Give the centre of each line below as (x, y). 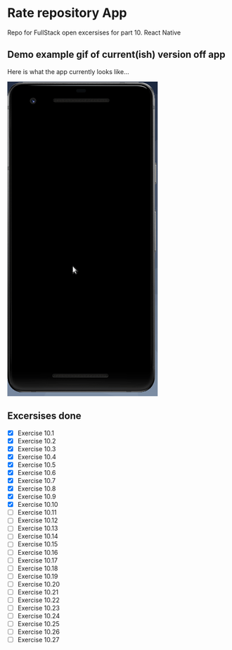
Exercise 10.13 (38, 528)
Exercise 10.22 (38, 600)
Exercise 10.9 (37, 497)
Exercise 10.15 (38, 544)
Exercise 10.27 (38, 640)
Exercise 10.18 (38, 568)
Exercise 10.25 (38, 624)
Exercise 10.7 (37, 480)
